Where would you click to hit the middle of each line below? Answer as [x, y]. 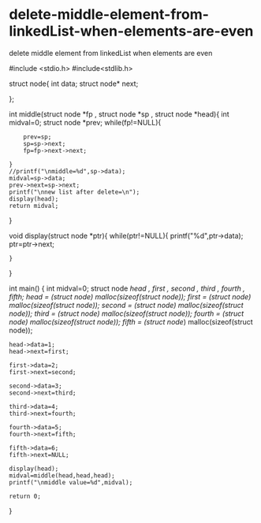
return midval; [34, 206]
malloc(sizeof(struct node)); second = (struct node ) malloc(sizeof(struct [126, 305]
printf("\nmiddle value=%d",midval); [71, 482]
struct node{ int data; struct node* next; [74, 83]
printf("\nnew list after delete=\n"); [75, 192]
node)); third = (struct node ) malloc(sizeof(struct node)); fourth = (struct [127, 313]
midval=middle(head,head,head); [62, 475]
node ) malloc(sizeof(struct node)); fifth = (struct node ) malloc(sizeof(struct [131, 321]
